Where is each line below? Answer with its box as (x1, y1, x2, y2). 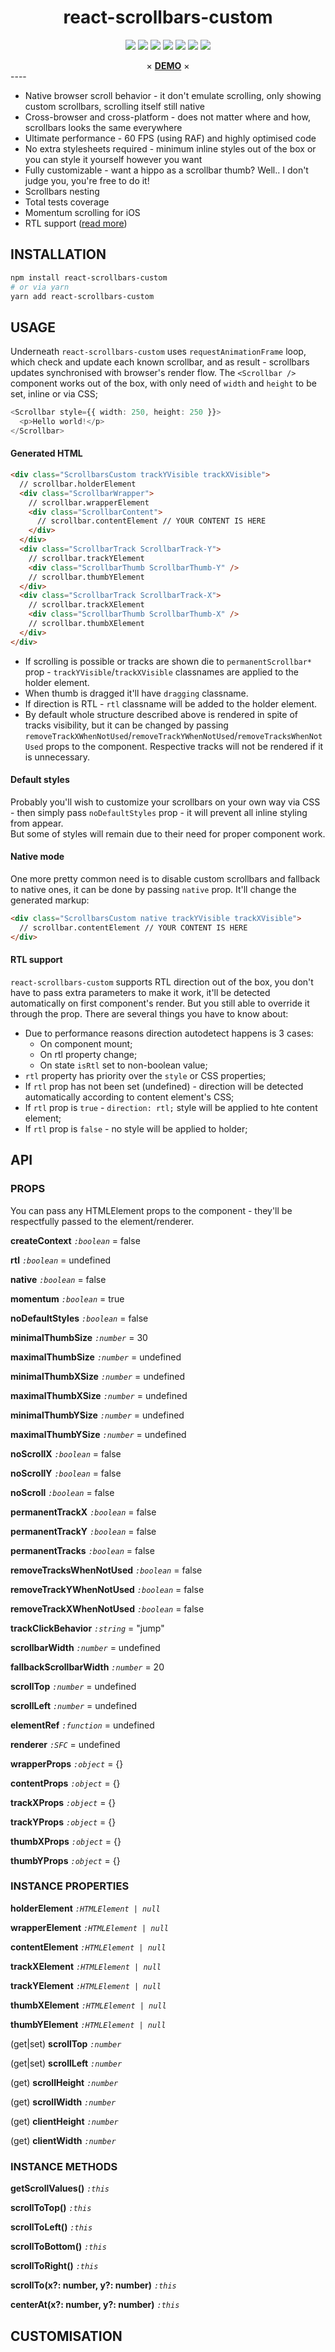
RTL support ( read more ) (24, 217, 128, 229)
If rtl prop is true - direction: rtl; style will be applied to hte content (24, 1101, 318, 1113)
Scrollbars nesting (24, 185, 100, 197)
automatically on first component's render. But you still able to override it (10, 997, 310, 1009)
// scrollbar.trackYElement (28, 553, 145, 563)
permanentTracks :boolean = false (10, 1544, 155, 1556)
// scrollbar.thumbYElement (28, 572, 145, 582)
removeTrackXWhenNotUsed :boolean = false (10, 1602, 205, 1615)
